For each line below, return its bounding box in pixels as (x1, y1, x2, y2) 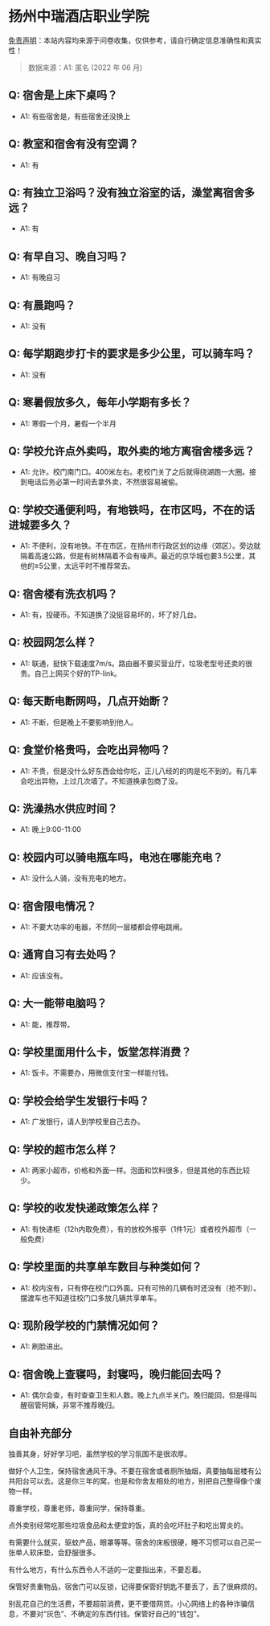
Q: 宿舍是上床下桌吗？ (8, 89, 118, 102)
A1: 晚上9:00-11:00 (19, 825, 82, 834)
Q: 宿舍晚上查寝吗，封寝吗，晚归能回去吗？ (8, 1367, 223, 1381)
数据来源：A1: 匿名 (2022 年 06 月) (27, 62, 143, 72)
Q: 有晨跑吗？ (8, 298, 76, 312)
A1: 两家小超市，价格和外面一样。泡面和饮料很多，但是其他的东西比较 (19, 1166, 251, 1175)
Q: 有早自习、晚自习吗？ (8, 249, 129, 263)
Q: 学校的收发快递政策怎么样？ (8, 1201, 161, 1215)
